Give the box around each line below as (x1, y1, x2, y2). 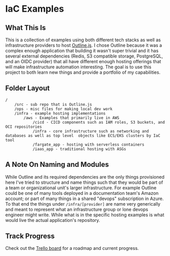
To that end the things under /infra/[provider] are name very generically (5, 201, 161, 207)
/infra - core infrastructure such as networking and (32, 128, 149, 134)
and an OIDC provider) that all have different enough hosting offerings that (5, 59, 161, 64)
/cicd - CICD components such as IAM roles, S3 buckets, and (32, 120, 165, 125)
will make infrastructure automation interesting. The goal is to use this (5, 64, 152, 70)
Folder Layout (5, 84, 50, 93)
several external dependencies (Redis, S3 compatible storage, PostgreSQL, (5, 53, 163, 59)
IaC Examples (5, 3, 65, 15)
